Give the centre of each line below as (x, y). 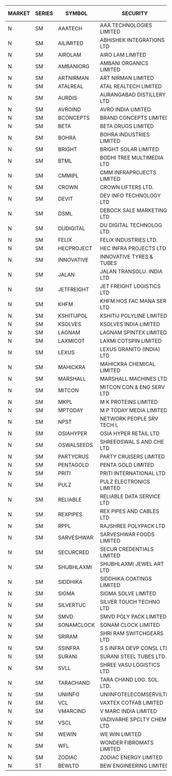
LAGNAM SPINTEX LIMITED (133, 332)
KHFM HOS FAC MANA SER (133, 301)
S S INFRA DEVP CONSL (129, 648)
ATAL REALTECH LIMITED (131, 86)
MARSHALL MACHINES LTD (133, 379)
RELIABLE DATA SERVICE (130, 497)
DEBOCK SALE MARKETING (133, 210)
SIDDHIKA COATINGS (126, 579)
